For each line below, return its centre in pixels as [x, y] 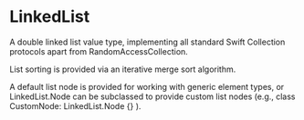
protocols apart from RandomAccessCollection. [99, 51]
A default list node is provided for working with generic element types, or [147, 86]
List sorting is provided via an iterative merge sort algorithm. [123, 69]
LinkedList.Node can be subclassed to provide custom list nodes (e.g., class [152, 96]
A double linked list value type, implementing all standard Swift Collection [147, 42]
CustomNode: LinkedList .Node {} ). [75, 105]
